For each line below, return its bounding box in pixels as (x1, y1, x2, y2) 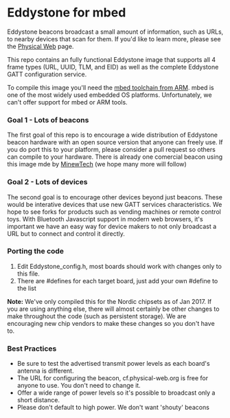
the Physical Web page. (7, 42, 74, 50)
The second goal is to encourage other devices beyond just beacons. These (7, 192, 223, 201)
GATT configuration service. (7, 70, 87, 78)
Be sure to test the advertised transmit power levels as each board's (16, 360, 211, 368)
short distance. (16, 396, 60, 404)
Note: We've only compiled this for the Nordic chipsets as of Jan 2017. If (7, 297, 212, 305)
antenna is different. (16, 366, 74, 375)
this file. (16, 269, 40, 278)
